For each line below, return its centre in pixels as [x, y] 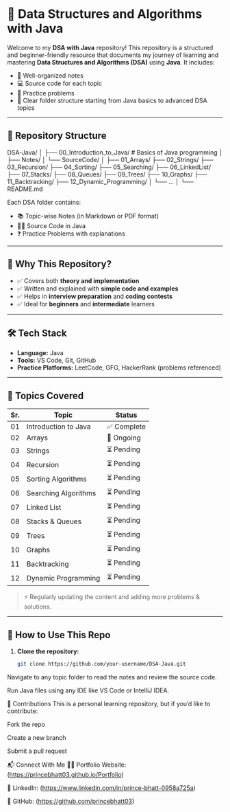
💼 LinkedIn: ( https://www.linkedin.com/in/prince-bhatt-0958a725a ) [102, 788]
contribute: [23, 711]
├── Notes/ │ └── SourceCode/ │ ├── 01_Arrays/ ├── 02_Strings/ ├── [110, 159]
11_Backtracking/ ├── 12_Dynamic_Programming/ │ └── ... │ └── [100, 181]
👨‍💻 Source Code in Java [51, 225]
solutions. [38, 607]
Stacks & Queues [54, 521]
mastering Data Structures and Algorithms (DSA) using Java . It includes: [111, 62]
